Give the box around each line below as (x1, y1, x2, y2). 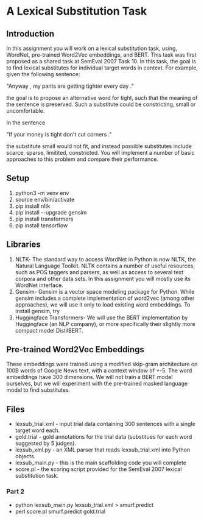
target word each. (15, 427, 60, 434)
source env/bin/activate (15, 196, 75, 203)
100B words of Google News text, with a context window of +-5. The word (6, 367, 192, 374)
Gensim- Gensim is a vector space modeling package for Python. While (15, 288, 195, 295)
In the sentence (6, 119, 46, 126)
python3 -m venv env (15, 189, 69, 196)
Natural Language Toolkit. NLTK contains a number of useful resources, (15, 262, 195, 269)
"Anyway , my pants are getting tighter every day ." (6, 82, 134, 90)
